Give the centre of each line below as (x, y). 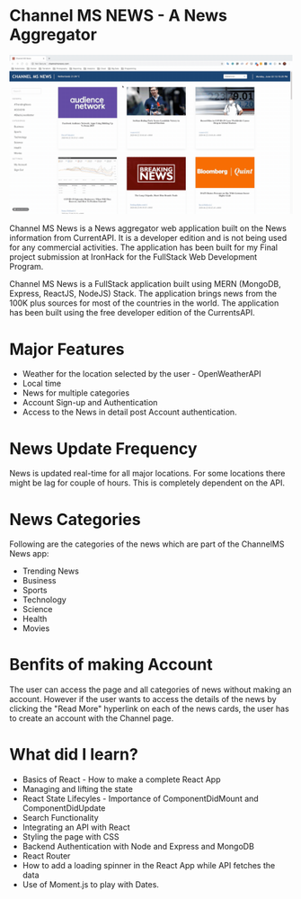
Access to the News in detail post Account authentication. (129, 412)
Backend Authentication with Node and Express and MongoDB (138, 847)
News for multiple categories (76, 393)
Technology (44, 600)
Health (35, 619)
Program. (27, 267)
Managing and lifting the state (77, 789)
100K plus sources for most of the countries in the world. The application (144, 303)
